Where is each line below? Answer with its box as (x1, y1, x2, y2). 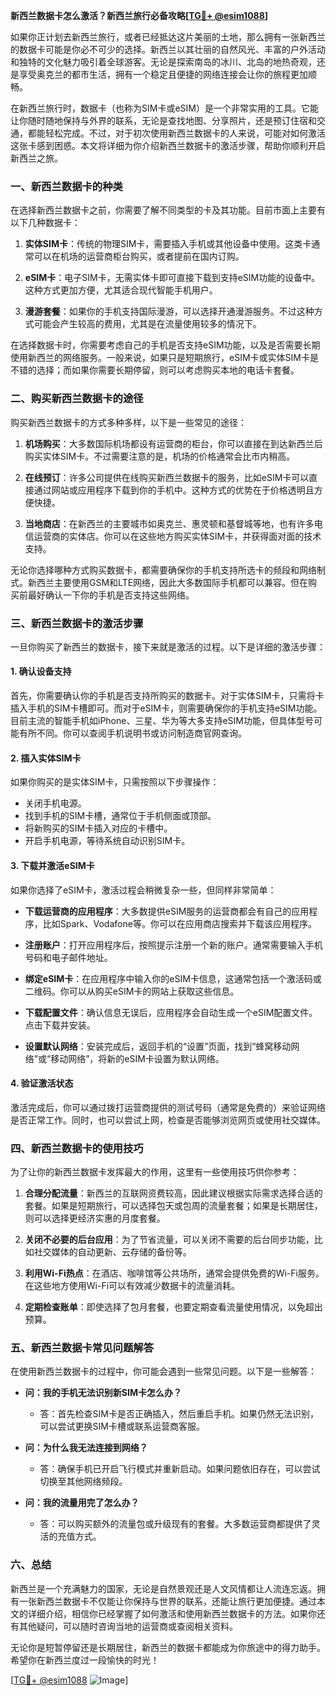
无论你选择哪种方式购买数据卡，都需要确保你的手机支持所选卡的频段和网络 (10, 564, 317, 576)
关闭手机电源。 (24, 797, 87, 809)
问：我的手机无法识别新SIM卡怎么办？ (24, 1387, 182, 1399)
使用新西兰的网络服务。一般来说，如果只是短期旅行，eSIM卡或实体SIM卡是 (10, 352, 319, 364)
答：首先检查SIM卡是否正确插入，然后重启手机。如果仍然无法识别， (39, 1408, 319, 1420)
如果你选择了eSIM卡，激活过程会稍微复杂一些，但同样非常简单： (10, 884, 277, 896)
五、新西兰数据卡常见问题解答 (10, 1340, 155, 1354)
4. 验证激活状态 (10, 1077, 74, 1089)
